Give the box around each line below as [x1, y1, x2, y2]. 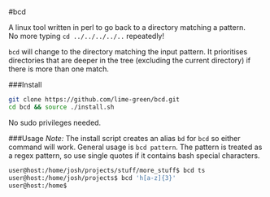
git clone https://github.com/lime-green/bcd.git [8, 96, 181, 104]
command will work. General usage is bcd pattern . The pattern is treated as [8, 142, 263, 152]
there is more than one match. [8, 64, 110, 74]
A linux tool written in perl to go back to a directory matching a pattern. [8, 23, 246, 32]
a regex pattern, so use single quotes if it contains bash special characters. [8, 150, 260, 161]
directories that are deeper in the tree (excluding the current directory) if [8, 56, 251, 65]
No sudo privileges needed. [8, 118, 102, 127]
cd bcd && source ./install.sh [8, 103, 115, 111]
